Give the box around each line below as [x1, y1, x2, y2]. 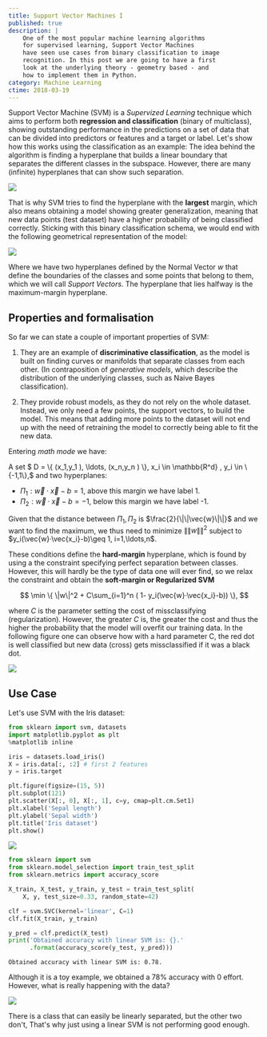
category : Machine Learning [8, 78, 102, 86]
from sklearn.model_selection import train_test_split [8, 864, 195, 871]
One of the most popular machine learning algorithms [22, 34, 205, 42]
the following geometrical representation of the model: [8, 232, 188, 241]
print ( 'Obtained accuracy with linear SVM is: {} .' [8, 936, 184, 944]
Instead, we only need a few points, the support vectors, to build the [19, 405, 245, 416]
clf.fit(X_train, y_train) [8, 915, 98, 923]
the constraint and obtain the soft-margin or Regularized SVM [8, 575, 215, 584]
